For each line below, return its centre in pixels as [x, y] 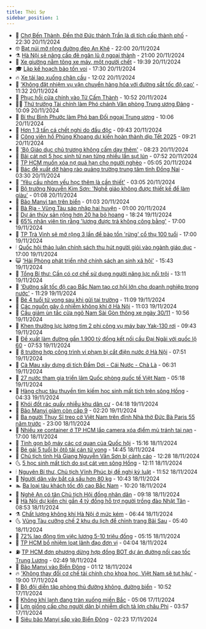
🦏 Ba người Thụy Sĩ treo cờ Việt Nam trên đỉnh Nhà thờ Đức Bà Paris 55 [105, 417]
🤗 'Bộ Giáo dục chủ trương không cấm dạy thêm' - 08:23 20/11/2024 [102, 149]
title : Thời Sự [26, 12]
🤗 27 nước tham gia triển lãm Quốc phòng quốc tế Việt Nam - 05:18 [100, 378]
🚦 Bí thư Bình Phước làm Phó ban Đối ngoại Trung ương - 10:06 [94, 116]
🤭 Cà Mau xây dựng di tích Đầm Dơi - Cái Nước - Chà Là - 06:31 [96, 365]
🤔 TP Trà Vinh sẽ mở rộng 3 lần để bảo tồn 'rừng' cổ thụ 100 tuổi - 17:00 [106, 234]
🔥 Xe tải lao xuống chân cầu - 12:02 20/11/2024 [75, 77]
